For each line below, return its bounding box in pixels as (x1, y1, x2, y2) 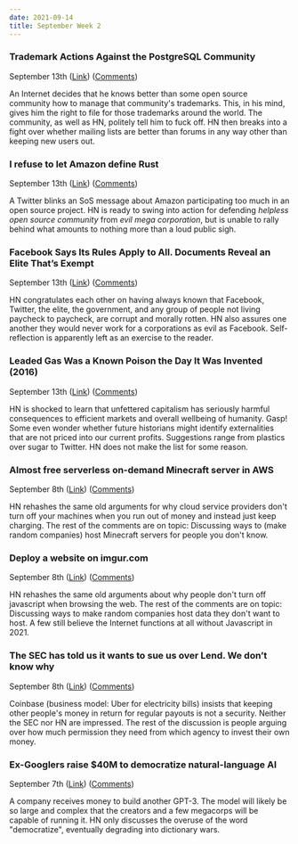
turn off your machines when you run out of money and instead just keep (9, 510, 277, 521)
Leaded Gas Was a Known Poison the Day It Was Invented (9, 355, 263, 367)
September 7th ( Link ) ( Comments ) (9, 778, 135, 789)
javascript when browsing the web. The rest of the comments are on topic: (9, 599, 283, 610)
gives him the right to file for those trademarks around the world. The (9, 107, 262, 118)
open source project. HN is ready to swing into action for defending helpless (9, 205, 289, 216)
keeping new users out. (9, 135, 95, 146)
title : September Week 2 (9, 21, 101, 30)
